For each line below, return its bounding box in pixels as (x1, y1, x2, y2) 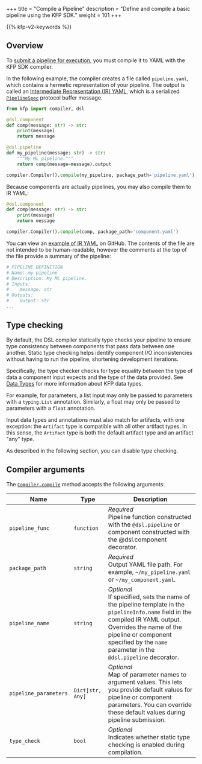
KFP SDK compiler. (6, 63, 53, 70)
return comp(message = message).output (17, 161, 112, 167)
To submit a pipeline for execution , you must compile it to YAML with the (6, 57, 185, 64)
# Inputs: (6, 281, 31, 287)
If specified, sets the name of (108, 593, 191, 601)
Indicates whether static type (108, 733, 191, 741)
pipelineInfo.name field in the (108, 608, 192, 616)
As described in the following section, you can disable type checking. (6, 447, 179, 454)
